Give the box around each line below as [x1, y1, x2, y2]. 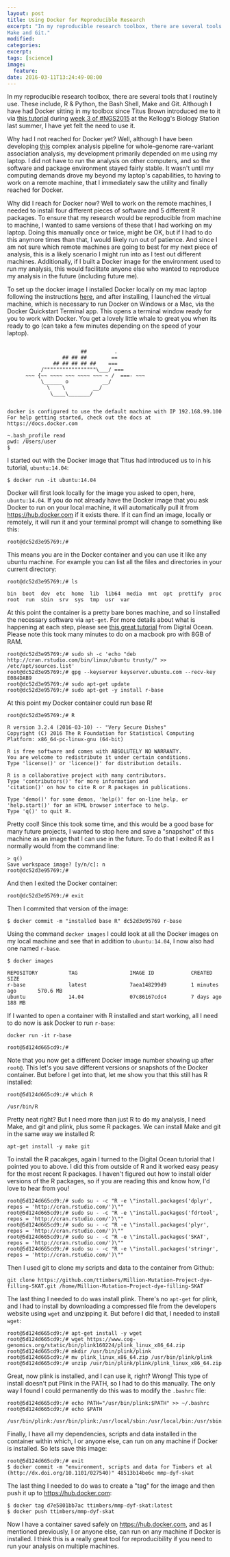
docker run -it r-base [7, 1033, 72, 1039]
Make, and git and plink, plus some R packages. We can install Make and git [7, 1122, 221, 1131]
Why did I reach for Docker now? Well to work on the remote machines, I [7, 200, 212, 208]
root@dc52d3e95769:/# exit [7, 893, 84, 900]
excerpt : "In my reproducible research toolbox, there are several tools [7, 23, 222, 29]
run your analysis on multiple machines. [7, 1542, 120, 1550]
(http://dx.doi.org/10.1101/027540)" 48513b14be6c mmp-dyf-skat [7, 1470, 194, 1477]
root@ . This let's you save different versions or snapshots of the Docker [7, 1063, 209, 1072]
